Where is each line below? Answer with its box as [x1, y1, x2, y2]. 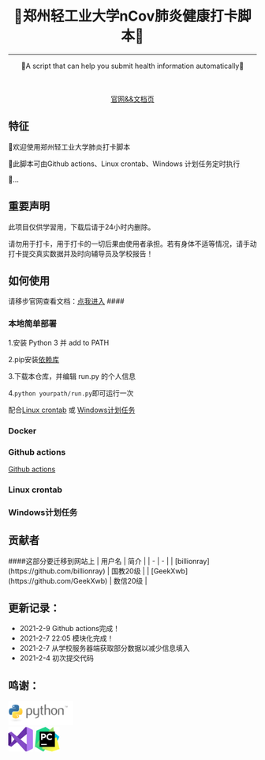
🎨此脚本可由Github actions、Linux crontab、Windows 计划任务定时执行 [8, 159, 241, 168]
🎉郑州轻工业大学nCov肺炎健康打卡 [13, 7, 238, 25]
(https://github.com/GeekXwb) [8, 576, 108, 585]
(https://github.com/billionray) [8, 566, 106, 576]
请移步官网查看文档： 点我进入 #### [8, 297, 125, 306]
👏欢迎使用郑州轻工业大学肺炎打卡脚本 [8, 142, 131, 151]
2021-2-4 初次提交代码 [19, 653, 95, 663]
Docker [8, 425, 37, 436]
